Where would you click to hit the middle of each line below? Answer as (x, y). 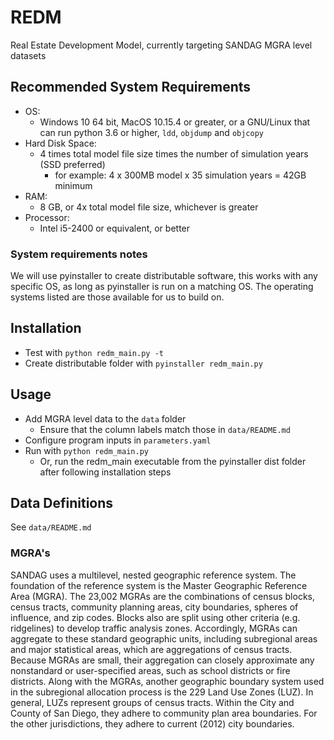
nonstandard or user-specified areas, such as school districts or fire (150, 670)
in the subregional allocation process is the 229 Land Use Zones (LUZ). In (162, 692)
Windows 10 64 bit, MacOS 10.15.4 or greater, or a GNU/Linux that (175, 122)
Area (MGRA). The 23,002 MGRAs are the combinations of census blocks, (163, 596)
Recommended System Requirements (131, 87)
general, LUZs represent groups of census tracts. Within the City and (152, 702)
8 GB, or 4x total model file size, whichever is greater (149, 207)
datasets (28, 55)
